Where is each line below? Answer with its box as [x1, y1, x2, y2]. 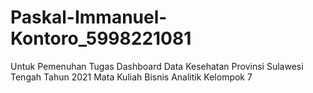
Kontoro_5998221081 [10, 27, 192, 50]
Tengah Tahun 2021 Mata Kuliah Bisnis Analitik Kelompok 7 [10, 71, 253, 83]
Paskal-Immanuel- [10, 6, 168, 29]
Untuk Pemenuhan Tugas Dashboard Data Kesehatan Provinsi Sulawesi [10, 60, 304, 72]
